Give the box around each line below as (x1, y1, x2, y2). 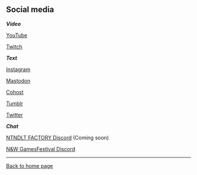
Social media (6, 5, 55, 15)
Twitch (6, 43, 22, 50)
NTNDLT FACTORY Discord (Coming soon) (6, 134, 110, 141)
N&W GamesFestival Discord (6, 145, 75, 152)
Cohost (6, 88, 24, 96)
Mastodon (6, 77, 30, 84)
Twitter (6, 111, 23, 118)
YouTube (6, 32, 28, 39)
